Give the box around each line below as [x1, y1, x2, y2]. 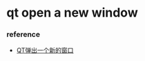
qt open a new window [6, 5, 139, 21]
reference [6, 30, 41, 40]
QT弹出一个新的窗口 [16, 46, 74, 55]
